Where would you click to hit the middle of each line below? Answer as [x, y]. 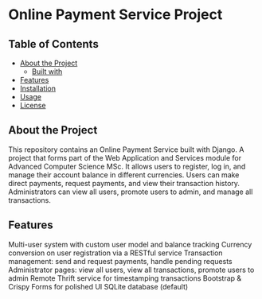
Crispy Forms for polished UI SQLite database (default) [98, 286]
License [33, 105]
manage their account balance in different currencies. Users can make [124, 175]
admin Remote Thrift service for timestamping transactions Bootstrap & [125, 278]
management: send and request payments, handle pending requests [120, 261]
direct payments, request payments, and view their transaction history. [124, 183]
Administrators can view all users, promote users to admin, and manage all [131, 192]
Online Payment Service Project [115, 15]
